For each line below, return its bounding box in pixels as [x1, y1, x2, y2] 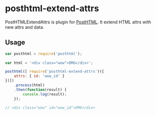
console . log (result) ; [23, 92, 67, 96]
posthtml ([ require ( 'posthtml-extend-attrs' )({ [5, 69, 104, 74]
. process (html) [14, 83, 45, 88]
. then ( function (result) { [14, 87, 67, 92]
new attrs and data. [5, 24, 44, 30]
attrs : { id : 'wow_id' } [14, 74, 65, 78]
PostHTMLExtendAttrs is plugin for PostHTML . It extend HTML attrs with [5, 19, 151, 25]
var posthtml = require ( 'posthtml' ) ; [5, 51, 82, 56]
